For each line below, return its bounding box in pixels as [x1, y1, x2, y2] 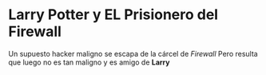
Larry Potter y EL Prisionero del [8, 6, 218, 24]
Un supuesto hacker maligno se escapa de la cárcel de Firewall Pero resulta [8, 49, 258, 58]
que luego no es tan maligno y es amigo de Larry [8, 57, 170, 67]
